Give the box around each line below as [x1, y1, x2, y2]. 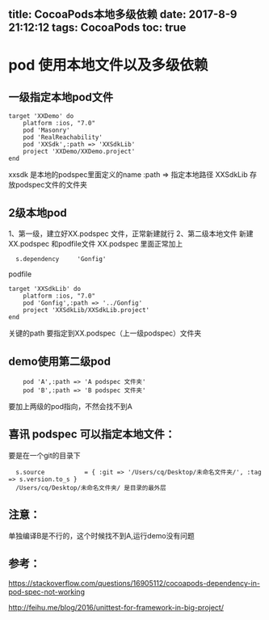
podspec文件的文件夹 [15, 180, 87, 190]
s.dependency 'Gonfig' [15, 255, 107, 264]
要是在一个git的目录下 [8, 450, 81, 460]
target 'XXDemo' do [8, 112, 74, 120]
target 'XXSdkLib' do [8, 285, 82, 293]
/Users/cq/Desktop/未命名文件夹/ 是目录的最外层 [15, 483, 167, 491]
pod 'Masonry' [23, 126, 70, 135]
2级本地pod [8, 205, 67, 220]
